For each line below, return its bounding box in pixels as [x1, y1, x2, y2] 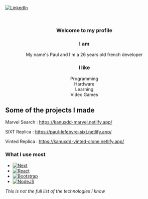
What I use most [5, 151, 46, 158]
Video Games [70, 91, 99, 97]
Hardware [74, 80, 95, 87]
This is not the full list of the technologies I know [5, 188, 105, 194]
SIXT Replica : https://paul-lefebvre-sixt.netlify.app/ [5, 129, 112, 135]
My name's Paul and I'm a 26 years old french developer [26, 51, 143, 57]
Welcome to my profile [56, 26, 113, 33]
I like [78, 64, 90, 71]
